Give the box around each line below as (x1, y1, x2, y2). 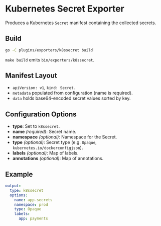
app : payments (18, 216, 49, 221)
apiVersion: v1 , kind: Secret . (12, 85, 75, 91)
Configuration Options (5, 110, 77, 118)
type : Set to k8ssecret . (12, 123, 60, 129)
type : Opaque (14, 207, 42, 212)
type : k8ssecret (10, 188, 44, 193)
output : (5, 183, 22, 189)
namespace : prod (14, 202, 49, 207)
